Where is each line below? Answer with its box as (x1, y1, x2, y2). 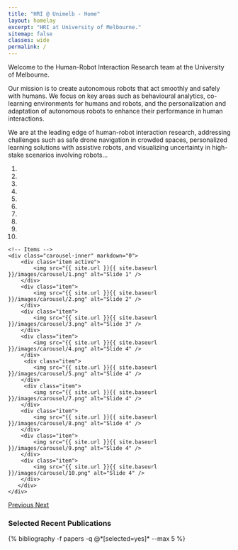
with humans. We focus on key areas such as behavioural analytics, (8, 92, 206, 100)
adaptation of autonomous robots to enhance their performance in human (8, 107, 223, 115)
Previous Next (8, 501, 50, 509)
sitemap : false (8, 30, 53, 38)
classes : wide (8, 37, 50, 44)
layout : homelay (8, 17, 56, 24)
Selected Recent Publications (8, 518, 112, 528)
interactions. (8, 114, 45, 123)
